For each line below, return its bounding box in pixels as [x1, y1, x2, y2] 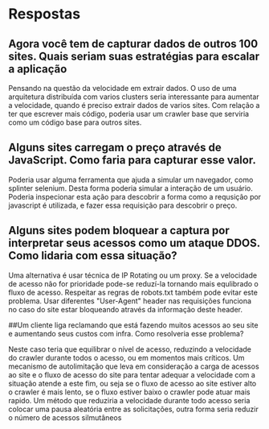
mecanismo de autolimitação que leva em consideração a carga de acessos [8, 361, 259, 371]
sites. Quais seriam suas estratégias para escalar [8, 49, 260, 63]
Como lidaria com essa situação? [8, 249, 178, 262]
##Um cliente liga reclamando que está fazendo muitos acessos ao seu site [8, 320, 259, 330]
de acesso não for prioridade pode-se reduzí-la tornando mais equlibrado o [8, 278, 259, 288]
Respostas [8, 5, 81, 23]
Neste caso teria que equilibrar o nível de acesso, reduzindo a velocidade [8, 344, 251, 354]
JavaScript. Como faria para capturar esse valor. [8, 154, 257, 167]
